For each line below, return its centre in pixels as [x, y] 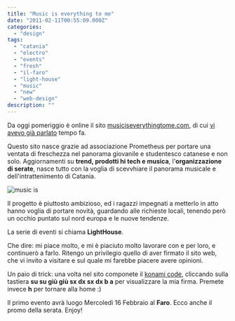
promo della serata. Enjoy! [45, 310]
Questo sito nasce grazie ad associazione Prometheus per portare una [109, 146]
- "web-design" [36, 99]
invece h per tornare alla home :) [54, 289]
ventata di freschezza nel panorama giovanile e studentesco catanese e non [117, 153]
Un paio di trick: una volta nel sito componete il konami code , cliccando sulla [118, 274]
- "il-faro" [31, 72]
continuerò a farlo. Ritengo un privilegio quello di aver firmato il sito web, [112, 253]
